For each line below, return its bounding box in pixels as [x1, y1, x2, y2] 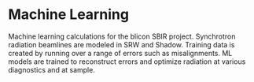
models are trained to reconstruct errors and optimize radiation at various [8, 57, 246, 66]
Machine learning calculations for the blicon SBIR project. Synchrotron [8, 32, 236, 41]
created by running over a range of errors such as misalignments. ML [8, 48, 233, 58]
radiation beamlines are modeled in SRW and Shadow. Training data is [8, 39, 235, 49]
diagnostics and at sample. [8, 65, 96, 74]
